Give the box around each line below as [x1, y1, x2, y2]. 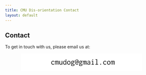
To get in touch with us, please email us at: [5, 44, 91, 50]
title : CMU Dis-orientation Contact [5, 8, 79, 12]
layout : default [5, 12, 38, 18]
